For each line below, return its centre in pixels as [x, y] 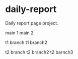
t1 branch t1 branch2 [26, 42]
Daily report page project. [32, 23]
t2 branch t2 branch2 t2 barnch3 [39, 52]
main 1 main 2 [19, 32]
